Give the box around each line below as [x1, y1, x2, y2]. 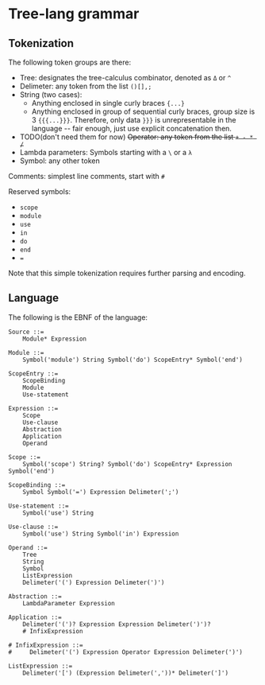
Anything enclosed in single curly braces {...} [31, 99, 185, 107]
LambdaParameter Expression [22, 599, 115, 607]
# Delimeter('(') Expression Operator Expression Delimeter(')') [8, 648, 244, 656]
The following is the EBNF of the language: [8, 312, 148, 322]
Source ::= [8, 328, 44, 336]
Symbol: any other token [19, 156, 101, 165]
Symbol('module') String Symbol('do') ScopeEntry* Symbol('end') [22, 356, 244, 364]
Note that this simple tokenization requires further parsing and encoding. [8, 268, 246, 278]
